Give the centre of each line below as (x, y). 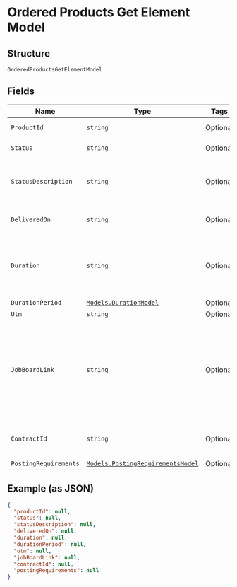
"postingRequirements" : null (56, 571)
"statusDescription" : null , (55, 525)
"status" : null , (37, 518)
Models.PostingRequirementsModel (142, 463)
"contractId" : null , (44, 564)
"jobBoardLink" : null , (47, 557)
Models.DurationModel (123, 302)
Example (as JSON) (50, 489)
